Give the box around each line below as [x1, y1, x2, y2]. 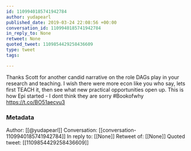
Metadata [6, 113, 34, 121]
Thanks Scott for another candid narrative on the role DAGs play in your [6, 73, 179, 80]
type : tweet [6, 47, 35, 53]
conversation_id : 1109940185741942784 [6, 25, 101, 31]
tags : [6, 52, 19, 58]
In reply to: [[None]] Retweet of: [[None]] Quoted [66, 133, 185, 140]
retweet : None [6, 36, 41, 42]
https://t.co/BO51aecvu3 [6, 98, 65, 106]
